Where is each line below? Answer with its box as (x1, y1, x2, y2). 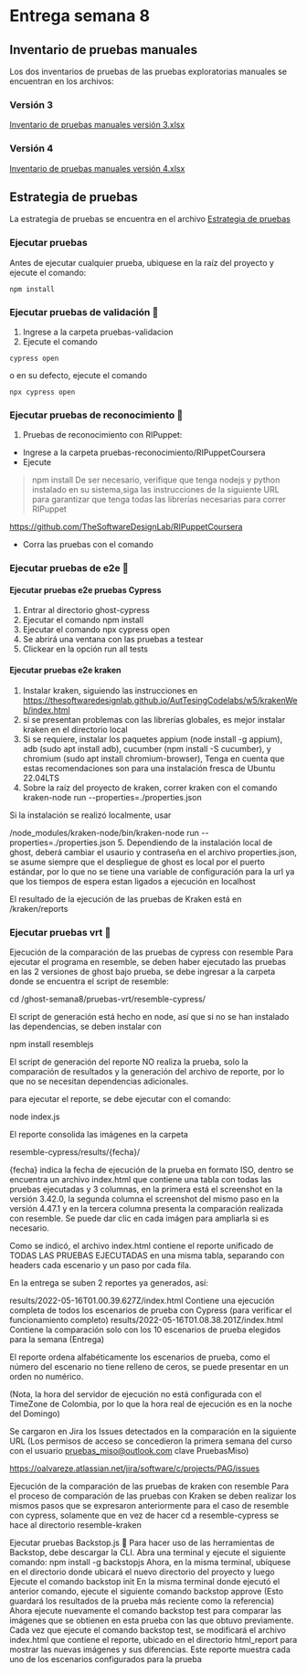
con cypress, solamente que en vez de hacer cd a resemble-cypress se (9, 1510, 280, 1520)
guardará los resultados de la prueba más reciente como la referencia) (9, 1595, 275, 1606)
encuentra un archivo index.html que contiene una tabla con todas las (9, 1173, 272, 1184)
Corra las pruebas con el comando (22, 539, 153, 550)
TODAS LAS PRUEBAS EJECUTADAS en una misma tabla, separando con (9, 1249, 285, 1261)
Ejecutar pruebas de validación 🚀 (9, 305, 159, 318)
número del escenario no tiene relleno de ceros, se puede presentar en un (9, 1361, 290, 1372)
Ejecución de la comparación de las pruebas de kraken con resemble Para (9, 1480, 290, 1491)
